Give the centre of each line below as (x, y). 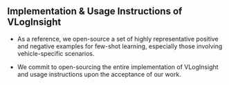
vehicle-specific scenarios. (56, 53)
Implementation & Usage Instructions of (95, 11)
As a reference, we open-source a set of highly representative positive (118, 39)
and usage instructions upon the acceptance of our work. (99, 74)
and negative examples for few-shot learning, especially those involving (120, 46)
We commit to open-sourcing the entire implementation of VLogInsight (118, 67)
